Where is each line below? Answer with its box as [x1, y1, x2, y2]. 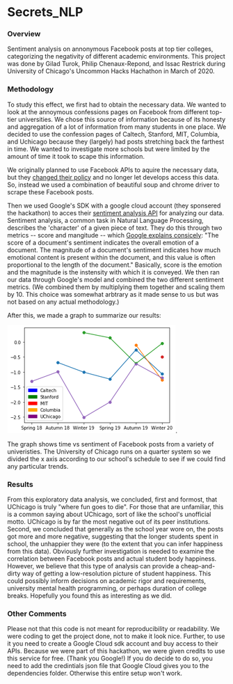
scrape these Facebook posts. [7, 187, 94, 196]
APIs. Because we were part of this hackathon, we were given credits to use [7, 647, 225, 655]
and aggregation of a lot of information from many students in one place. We [7, 123, 227, 131]
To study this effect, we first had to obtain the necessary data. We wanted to [7, 100, 227, 109]
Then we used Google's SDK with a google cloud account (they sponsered [7, 201, 221, 210]
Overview [7, 29, 41, 39]
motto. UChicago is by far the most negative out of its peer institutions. [7, 518, 211, 526]
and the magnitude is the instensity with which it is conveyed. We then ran [7, 267, 220, 276]
